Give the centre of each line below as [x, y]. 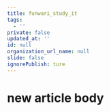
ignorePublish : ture [36, 64]
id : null [19, 45]
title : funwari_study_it [42, 13]
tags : [15, 20]
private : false [29, 32]
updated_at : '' [29, 39]
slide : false [26, 58]
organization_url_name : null [48, 52]
